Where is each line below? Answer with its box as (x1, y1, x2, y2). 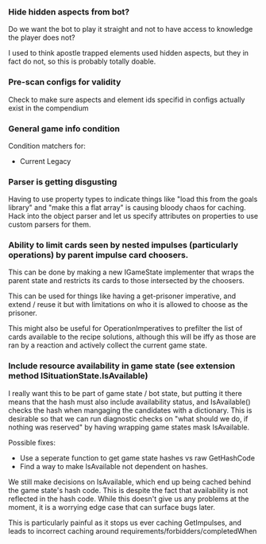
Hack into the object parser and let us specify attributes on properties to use (8, 212, 259, 221)
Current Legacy (19, 156, 71, 165)
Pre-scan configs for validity (8, 76, 121, 87)
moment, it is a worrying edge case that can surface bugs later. (8, 502, 216, 511)
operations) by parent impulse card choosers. (8, 250, 189, 261)
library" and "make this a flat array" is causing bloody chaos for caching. (8, 203, 246, 212)
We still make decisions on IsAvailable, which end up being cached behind (8, 476, 252, 487)
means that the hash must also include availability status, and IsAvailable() (8, 397, 252, 406)
